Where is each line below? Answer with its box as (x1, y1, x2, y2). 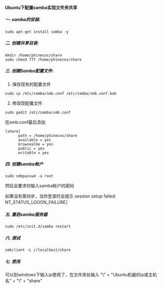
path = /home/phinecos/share (18, 133, 78, 138)
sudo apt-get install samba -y (5, 29, 69, 34)
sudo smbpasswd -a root (5, 174, 54, 178)
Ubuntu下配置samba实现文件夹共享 (5, 4, 78, 10)
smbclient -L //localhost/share (5, 247, 71, 253)
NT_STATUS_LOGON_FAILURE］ (5, 199, 70, 205)
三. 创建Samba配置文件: (5, 68, 54, 74)
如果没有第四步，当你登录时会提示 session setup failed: (5, 193, 116, 199)
